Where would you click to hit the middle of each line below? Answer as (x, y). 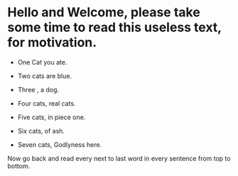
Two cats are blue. (45, 76)
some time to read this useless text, (114, 27)
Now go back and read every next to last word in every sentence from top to (119, 158)
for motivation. (52, 43)
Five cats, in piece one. (52, 117)
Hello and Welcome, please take (104, 12)
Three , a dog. (38, 89)
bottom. (19, 166)
